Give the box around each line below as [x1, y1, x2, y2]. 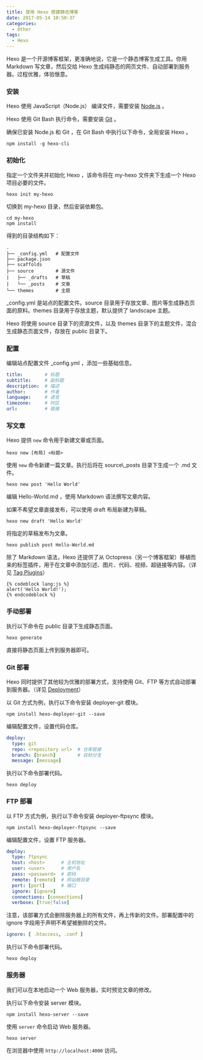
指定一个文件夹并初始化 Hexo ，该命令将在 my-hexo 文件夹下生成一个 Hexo [6, 171, 196, 179]
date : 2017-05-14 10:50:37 [6, 15, 75, 21]
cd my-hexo [6, 215, 34, 221]
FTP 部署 [6, 797, 32, 806]
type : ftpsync [12, 854, 48, 860]
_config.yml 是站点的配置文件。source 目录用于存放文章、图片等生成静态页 [6, 299, 195, 306]
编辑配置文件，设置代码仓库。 [6, 722, 81, 730]
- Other [12, 26, 32, 33]
